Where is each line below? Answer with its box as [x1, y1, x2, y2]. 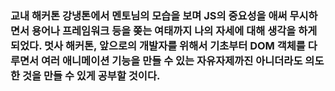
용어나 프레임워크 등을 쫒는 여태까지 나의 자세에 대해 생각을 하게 [31, 23, 318, 37]
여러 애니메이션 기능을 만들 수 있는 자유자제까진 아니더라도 [41, 53, 303, 67]
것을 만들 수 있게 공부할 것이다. [21, 68, 161, 82]
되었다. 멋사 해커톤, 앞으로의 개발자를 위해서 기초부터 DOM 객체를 [10, 38, 306, 52]
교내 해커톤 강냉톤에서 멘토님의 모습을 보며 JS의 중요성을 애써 [10, 8, 288, 22]
